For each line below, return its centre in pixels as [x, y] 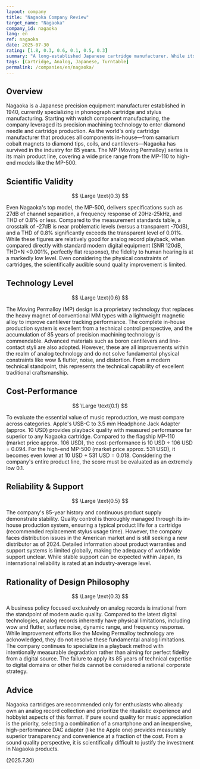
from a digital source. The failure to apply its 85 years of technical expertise [99, 659]
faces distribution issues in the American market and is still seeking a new [97, 538]
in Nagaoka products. [33, 749]
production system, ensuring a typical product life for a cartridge [102, 525]
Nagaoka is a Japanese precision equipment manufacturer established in [96, 106]
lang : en [17, 34]
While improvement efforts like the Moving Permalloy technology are [90, 634]
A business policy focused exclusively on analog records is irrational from [96, 608]
